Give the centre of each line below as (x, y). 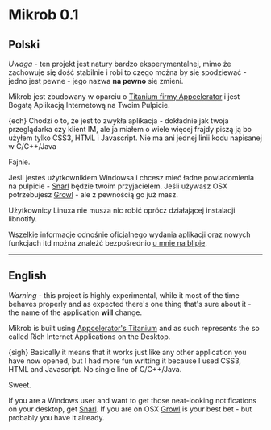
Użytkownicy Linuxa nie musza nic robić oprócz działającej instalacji (122, 210)
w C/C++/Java (32, 146)
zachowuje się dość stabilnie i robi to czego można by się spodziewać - (128, 72)
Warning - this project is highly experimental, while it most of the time (124, 295)
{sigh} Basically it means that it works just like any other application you (127, 352)
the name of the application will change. (75, 312)
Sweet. (20, 385)
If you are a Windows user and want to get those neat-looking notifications (132, 400)
